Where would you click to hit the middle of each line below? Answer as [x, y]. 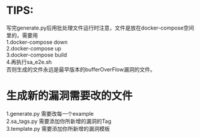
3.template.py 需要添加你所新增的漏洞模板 [58, 128]
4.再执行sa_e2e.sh [29, 62]
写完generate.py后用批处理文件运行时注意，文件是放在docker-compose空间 [100, 28]
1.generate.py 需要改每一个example [50, 113]
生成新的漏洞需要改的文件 [70, 96]
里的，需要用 [22, 35]
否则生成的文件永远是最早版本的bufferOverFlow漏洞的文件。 [81, 69]
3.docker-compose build [37, 55]
